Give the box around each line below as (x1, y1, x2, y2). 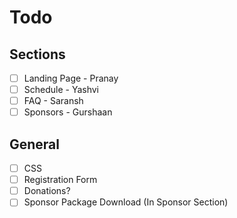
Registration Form (23, 174, 98, 186)
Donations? (23, 185, 71, 197)
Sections (9, 46, 66, 63)
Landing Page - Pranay (23, 72, 119, 84)
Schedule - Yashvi (23, 84, 100, 96)
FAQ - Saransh (23, 95, 84, 107)
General (9, 136, 61, 153)
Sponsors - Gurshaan (23, 106, 113, 118)
